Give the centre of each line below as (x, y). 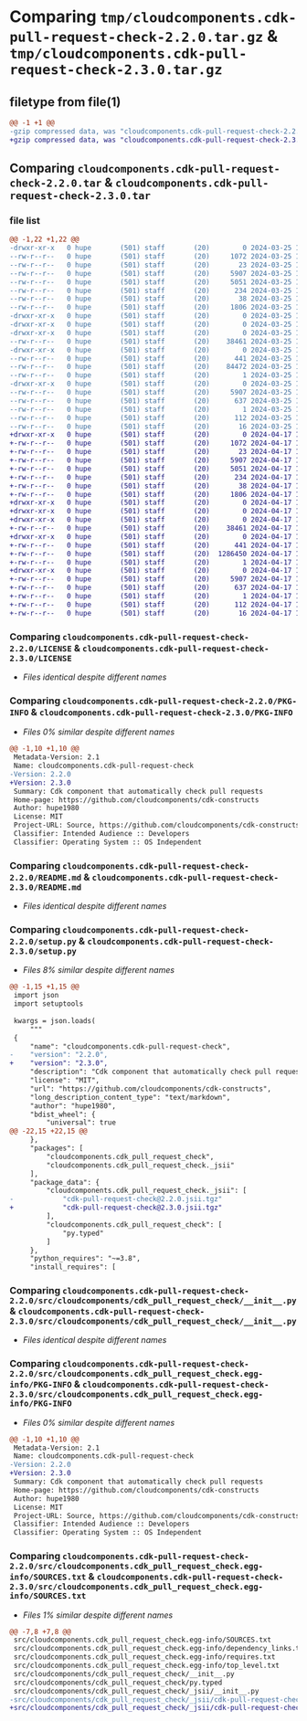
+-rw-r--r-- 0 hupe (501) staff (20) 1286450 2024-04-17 (151, 554)
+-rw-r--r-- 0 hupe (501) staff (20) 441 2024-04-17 (151, 545)
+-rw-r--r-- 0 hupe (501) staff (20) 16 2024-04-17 (151, 613)
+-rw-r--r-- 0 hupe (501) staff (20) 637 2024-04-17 (151, 588)
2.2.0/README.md (46, 877)
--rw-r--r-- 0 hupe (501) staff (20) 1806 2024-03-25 (151, 308)
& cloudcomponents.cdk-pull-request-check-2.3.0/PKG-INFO (162, 712)
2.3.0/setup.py (43, 951)
